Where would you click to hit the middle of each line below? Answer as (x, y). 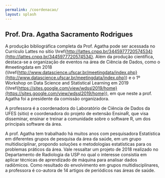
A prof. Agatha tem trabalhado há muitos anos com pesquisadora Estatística (83, 133)
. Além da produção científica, (124, 57)
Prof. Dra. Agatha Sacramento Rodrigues (69, 34)
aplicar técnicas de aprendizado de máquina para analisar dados (71, 160)
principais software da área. (34, 124)
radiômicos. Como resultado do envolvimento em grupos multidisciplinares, (82, 165)
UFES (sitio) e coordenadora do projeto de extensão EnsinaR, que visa (77, 114)
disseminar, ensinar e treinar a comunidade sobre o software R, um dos (78, 119)
